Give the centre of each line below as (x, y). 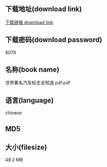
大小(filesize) (26, 147)
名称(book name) (32, 70)
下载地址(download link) (44, 9)
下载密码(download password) (54, 40)
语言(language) (30, 100)
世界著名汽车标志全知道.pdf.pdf (38, 83)
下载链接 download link (29, 22)
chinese (13, 113)
